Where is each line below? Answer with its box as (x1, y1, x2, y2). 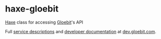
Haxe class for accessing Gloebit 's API (5, 19, 83, 25)
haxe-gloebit (5, 3, 59, 14)
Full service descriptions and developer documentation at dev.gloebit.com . (5, 28, 157, 34)
